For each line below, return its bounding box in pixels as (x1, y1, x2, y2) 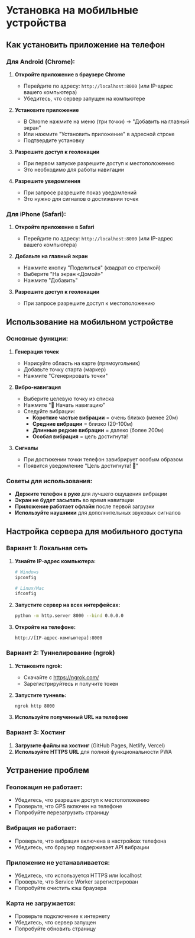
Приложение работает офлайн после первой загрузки (14, 503, 155, 510)
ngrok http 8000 (14, 703, 55, 709)
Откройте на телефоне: (14, 624, 76, 631)
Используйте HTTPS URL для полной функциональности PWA (14, 748, 173, 755)
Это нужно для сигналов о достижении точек (23, 195, 139, 202)
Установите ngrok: (14, 662, 63, 669)
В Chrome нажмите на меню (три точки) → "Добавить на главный (23, 118, 190, 125)
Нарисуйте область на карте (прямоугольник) (23, 359, 141, 367)
